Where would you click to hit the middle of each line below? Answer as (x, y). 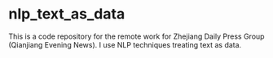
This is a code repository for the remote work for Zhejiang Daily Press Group (136, 36)
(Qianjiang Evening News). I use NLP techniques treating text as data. (125, 44)
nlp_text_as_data (67, 14)
